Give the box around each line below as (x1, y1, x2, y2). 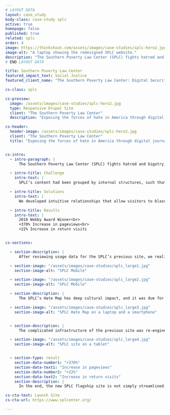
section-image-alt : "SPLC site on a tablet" (14, 342, 110, 347)
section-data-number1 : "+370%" (14, 360, 80, 365)
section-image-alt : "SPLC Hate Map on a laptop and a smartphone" (14, 309, 157, 315)
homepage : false (5, 26, 39, 31)
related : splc (5, 36, 35, 41)
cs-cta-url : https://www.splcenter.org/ (5, 398, 92, 403)
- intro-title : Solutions (10, 189, 65, 194)
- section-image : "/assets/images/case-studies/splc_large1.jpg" (10, 263, 151, 268)
